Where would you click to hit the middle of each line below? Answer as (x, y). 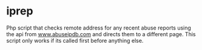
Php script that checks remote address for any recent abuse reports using (99, 28)
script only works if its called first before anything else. (75, 40)
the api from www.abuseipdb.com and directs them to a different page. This (101, 34)
